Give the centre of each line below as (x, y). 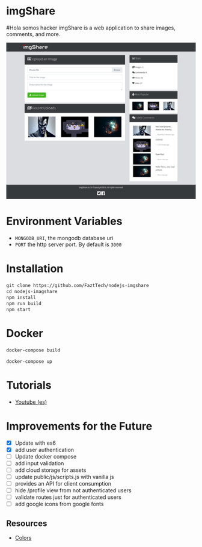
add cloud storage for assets (50, 470)
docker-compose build (33, 350)
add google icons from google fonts (59, 504)
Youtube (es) (31, 402)
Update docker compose (46, 456)
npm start (19, 309)
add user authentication (44, 450)
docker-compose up (29, 361)
